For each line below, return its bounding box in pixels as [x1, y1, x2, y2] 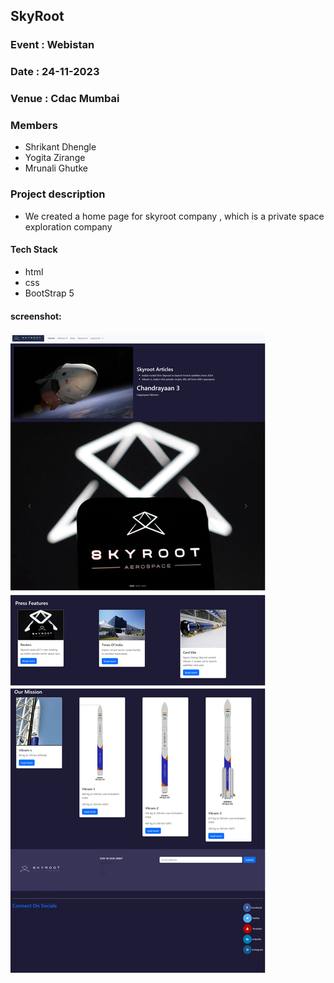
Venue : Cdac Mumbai [10, 92, 120, 106]
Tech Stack [10, 244, 58, 256]
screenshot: [10, 310, 62, 322]
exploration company [24, 220, 113, 233]
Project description [10, 187, 106, 201]
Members [10, 119, 58, 133]
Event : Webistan [10, 38, 95, 52]
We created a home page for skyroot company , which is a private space [24, 210, 325, 222]
